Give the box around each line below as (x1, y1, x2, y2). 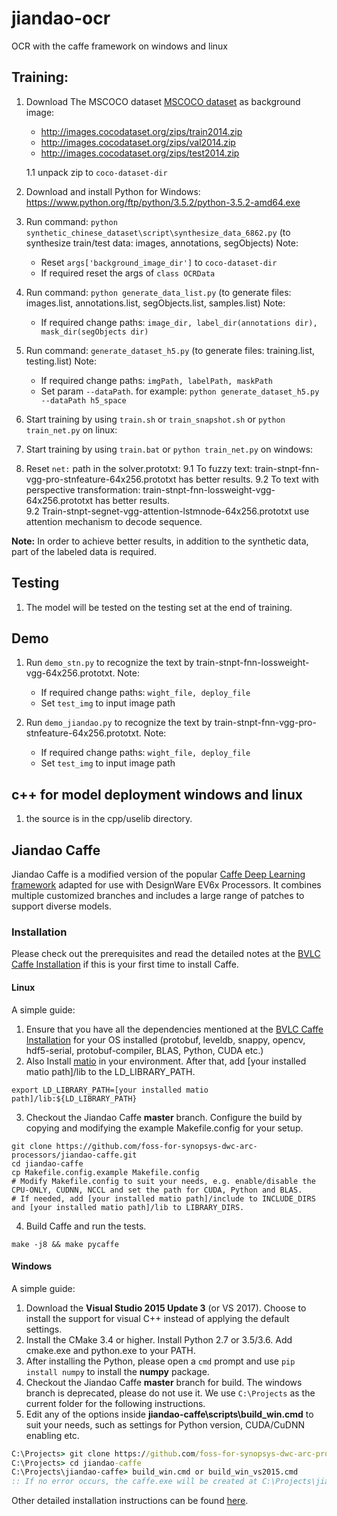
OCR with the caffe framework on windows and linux (11, 40, 229, 52)
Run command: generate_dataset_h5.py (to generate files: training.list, (25, 344, 315, 356)
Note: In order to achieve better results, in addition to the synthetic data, (11, 535, 309, 547)
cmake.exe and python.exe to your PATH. (25, 1344, 196, 1356)
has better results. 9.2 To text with (178, 473, 319, 485)
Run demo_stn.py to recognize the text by (25, 657, 195, 669)
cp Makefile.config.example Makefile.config (11, 1167, 200, 1177)
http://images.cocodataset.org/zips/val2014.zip (40, 136, 236, 148)
